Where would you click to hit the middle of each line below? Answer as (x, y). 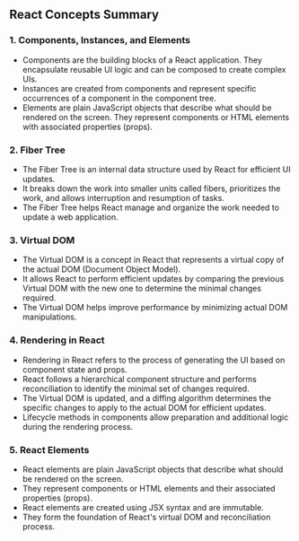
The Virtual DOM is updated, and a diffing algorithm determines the (147, 397)
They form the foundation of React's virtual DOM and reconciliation (146, 517)
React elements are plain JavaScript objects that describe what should (153, 469)
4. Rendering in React (57, 340)
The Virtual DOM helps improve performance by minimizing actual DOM (155, 308)
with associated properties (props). (87, 127)
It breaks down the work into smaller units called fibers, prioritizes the (151, 188)
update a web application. (70, 217)
